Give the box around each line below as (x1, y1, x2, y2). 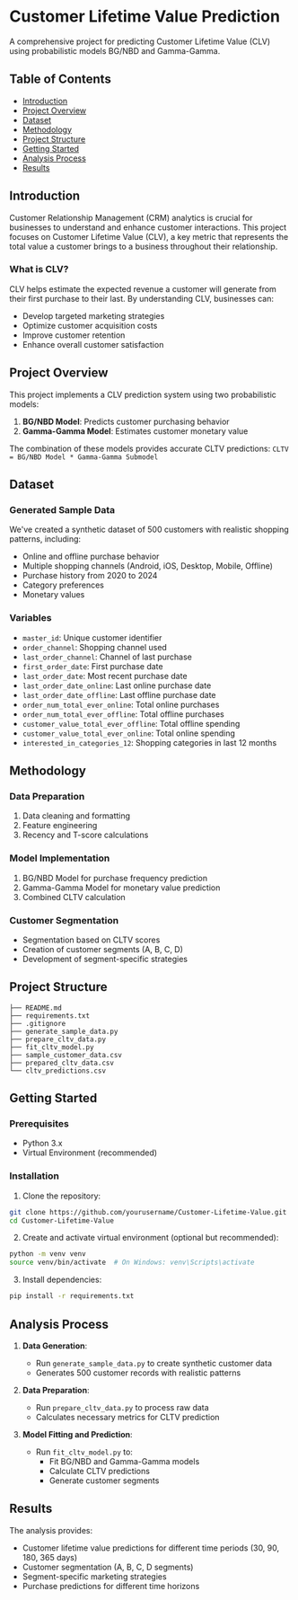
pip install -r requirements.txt (9, 1292, 135, 1301)
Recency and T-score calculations (22, 829, 149, 841)
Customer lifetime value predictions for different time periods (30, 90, (22, 1543, 280, 1553)
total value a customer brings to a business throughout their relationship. (9, 241, 278, 252)
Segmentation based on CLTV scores (22, 934, 161, 945)
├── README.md (9, 1003, 63, 1012)
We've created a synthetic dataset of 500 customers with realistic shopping (9, 524, 289, 535)
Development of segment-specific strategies (22, 953, 188, 964)
